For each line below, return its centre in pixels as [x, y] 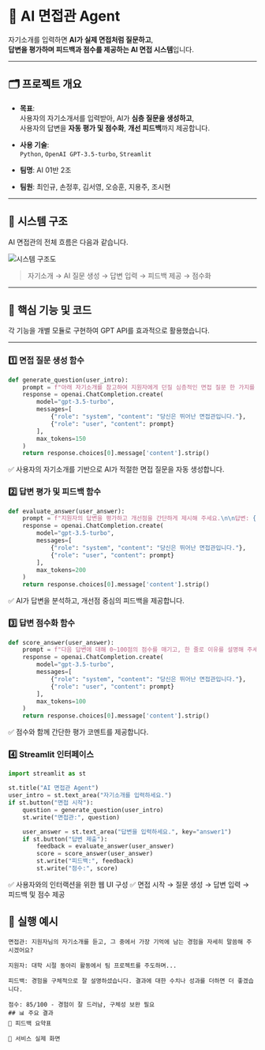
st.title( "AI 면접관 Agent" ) [54, 788]
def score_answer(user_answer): [61, 642]
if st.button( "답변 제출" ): [65, 839]
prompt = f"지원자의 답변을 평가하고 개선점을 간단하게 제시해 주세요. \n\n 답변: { [140, 518]
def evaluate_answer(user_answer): [67, 511]
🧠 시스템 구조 [38, 222]
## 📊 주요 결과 [31, 1013]
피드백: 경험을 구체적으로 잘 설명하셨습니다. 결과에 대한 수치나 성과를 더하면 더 [121, 980]
